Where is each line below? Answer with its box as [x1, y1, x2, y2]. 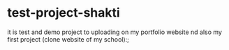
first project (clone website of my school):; [7, 35, 129, 43]
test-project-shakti [7, 5, 120, 21]
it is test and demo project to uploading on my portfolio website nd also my [7, 28, 222, 36]
